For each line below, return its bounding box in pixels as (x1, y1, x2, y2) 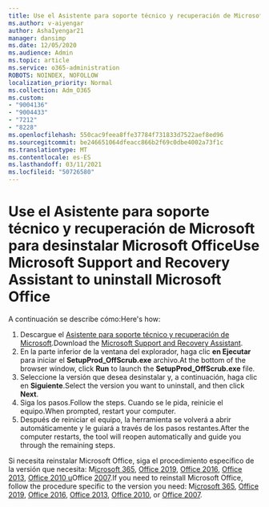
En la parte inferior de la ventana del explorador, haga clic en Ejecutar (19, 346, 251, 356)
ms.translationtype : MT (8, 146, 88, 154)
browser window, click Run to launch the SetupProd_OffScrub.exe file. (19, 364, 255, 373)
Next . (19, 389, 39, 399)
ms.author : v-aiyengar (8, 19, 84, 27)
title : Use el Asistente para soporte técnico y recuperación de (8, 11, 231, 20)
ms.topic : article (8, 57, 70, 65)
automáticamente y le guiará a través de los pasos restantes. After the (19, 423, 250, 433)
